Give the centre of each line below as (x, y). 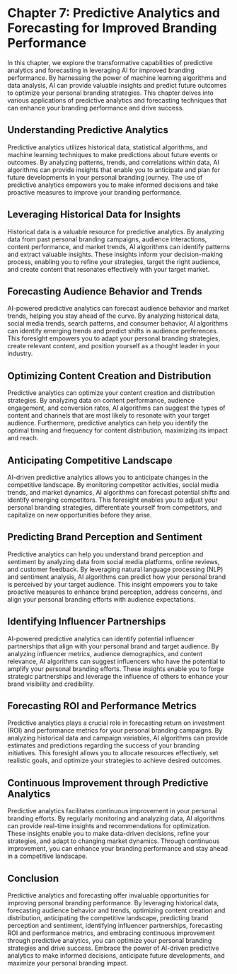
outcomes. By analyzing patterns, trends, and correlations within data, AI (113, 162)
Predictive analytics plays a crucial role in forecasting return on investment (116, 723)
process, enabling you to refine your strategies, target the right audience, (114, 262)
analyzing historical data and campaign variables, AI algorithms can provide (118, 738)
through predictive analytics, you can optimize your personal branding (110, 941)
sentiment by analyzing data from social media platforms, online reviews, (114, 561)
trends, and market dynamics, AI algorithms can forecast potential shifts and (118, 492)
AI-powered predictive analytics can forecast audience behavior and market (118, 309)
